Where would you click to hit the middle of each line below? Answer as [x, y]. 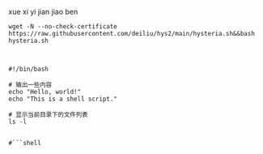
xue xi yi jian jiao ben [43, 12]
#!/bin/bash [28, 69]
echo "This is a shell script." [63, 99]
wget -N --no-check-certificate [63, 27]
